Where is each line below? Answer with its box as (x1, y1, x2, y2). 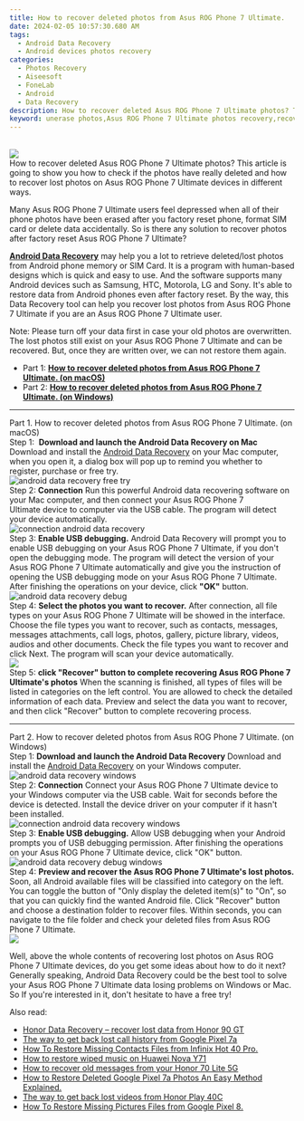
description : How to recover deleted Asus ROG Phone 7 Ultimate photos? (9, 106, 290, 115)
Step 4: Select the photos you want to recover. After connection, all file (9, 600, 278, 611)
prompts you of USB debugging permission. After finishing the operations (9, 838, 283, 848)
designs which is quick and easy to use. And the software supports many (9, 270, 282, 281)
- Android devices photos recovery (17, 47, 152, 56)
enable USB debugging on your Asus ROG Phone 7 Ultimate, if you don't (9, 542, 279, 553)
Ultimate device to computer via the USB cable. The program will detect (9, 504, 277, 515)
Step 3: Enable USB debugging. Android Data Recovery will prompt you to (9, 533, 287, 544)
